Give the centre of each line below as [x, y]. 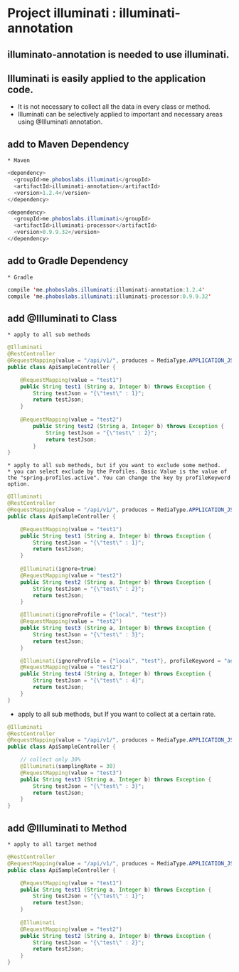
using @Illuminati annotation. [60, 122]
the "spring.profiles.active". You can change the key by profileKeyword [119, 478]
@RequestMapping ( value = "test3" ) [71, 773]
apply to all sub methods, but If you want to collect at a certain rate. [117, 714]
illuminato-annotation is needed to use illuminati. [118, 54]
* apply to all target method [52, 845]
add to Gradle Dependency [68, 261]
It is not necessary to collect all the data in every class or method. [114, 107]
